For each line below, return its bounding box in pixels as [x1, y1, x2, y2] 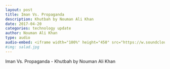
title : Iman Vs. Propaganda [5, 12, 65, 17]
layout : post [5, 7, 33, 12]
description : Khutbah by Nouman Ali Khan [5, 16, 94, 21]
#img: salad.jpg [5, 44, 39, 49]
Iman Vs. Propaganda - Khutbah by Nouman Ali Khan [5, 58, 116, 64]
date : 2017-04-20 [5, 21, 42, 26]
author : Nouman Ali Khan [5, 30, 58, 35]
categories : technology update [5, 26, 71, 31]
